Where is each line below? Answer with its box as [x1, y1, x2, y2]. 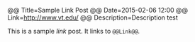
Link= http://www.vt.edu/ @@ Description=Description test [7, 13, 179, 22]
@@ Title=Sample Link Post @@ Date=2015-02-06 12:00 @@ [7, 6, 189, 14]
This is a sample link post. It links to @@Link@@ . [7, 27, 140, 35]
